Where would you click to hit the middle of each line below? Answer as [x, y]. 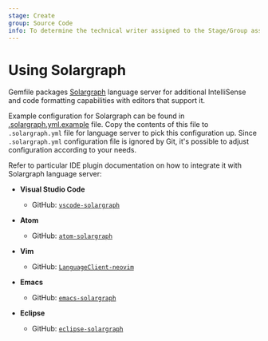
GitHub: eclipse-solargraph [77, 329]
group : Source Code [41, 23]
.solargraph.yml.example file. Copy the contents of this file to [108, 125]
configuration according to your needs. [73, 150]
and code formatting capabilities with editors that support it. [107, 101]
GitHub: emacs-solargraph [74, 298]
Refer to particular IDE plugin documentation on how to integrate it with [125, 165]
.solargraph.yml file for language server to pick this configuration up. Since [133, 133]
